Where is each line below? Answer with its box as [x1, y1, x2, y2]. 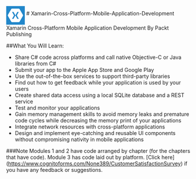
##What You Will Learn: [6, 42, 64, 49]
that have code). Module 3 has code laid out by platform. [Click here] [6, 154, 175, 161]
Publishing [6, 31, 32, 37]
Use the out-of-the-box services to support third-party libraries [14, 73, 170, 80]
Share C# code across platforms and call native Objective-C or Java [14, 54, 182, 61]
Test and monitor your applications [14, 104, 100, 111]
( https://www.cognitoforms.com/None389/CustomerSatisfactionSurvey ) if [6, 160, 188, 167]
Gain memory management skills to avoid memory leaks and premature [14, 111, 189, 118]
